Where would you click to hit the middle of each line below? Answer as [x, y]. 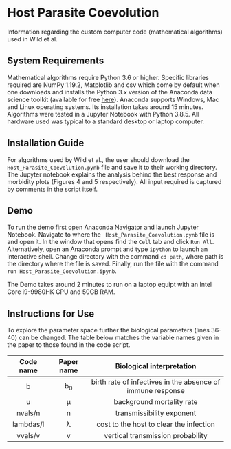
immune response [156, 391]
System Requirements [56, 61]
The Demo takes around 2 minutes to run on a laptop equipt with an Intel [109, 285]
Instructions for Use [51, 313]
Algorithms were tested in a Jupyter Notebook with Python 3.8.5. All [103, 114]
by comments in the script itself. [53, 189]
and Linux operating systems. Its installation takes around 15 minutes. [106, 107]
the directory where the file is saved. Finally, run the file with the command [113, 264]
